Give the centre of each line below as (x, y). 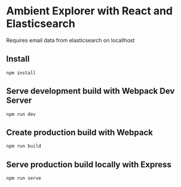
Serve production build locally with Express (89, 165)
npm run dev (21, 114)
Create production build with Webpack (80, 132)
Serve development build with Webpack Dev (90, 91)
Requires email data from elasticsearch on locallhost (70, 40)
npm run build (24, 146)
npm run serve (24, 178)
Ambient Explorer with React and (90, 11)
